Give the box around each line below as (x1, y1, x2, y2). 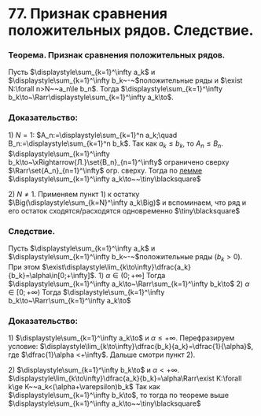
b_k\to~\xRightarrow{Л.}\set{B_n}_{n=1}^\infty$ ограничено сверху (8, 157, 230, 166)
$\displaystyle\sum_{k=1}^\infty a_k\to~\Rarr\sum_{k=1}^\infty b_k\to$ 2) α (8, 279, 250, 288)
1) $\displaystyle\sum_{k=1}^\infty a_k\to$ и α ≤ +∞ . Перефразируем (8, 332, 235, 343)
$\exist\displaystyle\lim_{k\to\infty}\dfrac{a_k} (42, 262, 191, 272)
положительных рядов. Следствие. (8, 21, 254, 39)
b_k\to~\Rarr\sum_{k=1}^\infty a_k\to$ (8, 295, 131, 305)
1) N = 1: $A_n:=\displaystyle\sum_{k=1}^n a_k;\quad (8, 130, 178, 139)
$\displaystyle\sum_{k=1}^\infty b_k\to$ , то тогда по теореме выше (8, 390, 230, 399)
